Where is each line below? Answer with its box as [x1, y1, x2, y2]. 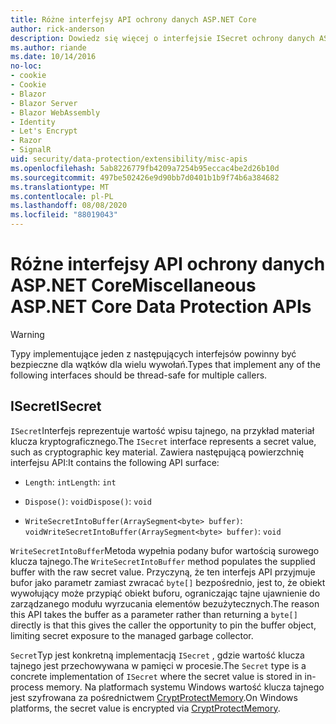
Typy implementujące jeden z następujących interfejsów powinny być [10, 347, 297, 360]
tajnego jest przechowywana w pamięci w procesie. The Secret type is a [10, 659, 307, 671]
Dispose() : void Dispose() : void [24, 495, 152, 507]
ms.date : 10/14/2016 [10, 52, 97, 62]
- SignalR [10, 145, 52, 155]
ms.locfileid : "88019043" [10, 210, 118, 220]
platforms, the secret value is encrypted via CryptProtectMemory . [10, 702, 281, 714]
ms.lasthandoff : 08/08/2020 [10, 201, 128, 211]
